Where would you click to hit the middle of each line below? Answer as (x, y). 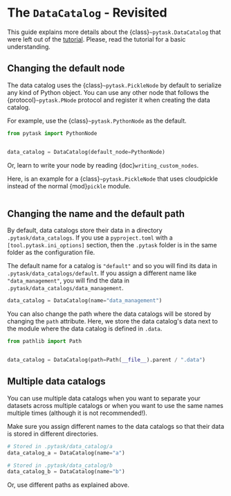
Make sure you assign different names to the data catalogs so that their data (116, 426)
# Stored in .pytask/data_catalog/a (60, 446)
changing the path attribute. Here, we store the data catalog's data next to (112, 321)
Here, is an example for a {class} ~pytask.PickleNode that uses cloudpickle (113, 179)
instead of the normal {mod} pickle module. (69, 186)
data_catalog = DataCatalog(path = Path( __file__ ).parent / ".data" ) (107, 360)
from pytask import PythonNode (52, 133)
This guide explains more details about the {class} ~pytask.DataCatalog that (114, 32)
